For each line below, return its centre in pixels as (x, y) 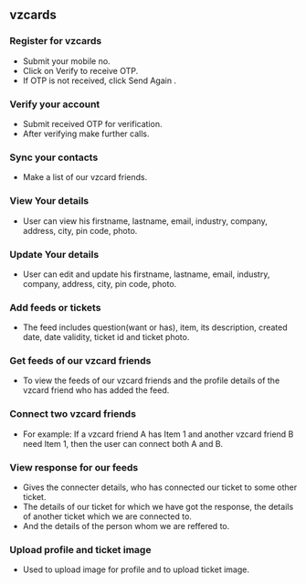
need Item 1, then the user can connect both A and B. (123, 443)
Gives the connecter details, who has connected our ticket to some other (160, 487)
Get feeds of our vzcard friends (80, 361)
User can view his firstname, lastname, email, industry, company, (145, 221)
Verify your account (55, 104)
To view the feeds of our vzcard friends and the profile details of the (151, 381)
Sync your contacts (54, 157)
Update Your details (54, 254)
